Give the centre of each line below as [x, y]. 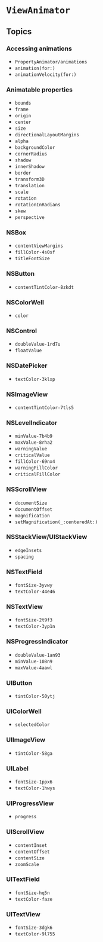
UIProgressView [30, 803]
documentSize [31, 503]
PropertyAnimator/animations [51, 62]
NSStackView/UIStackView [47, 537]
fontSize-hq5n [32, 893]
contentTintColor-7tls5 [44, 408]
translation [29, 186]
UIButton [19, 682]
